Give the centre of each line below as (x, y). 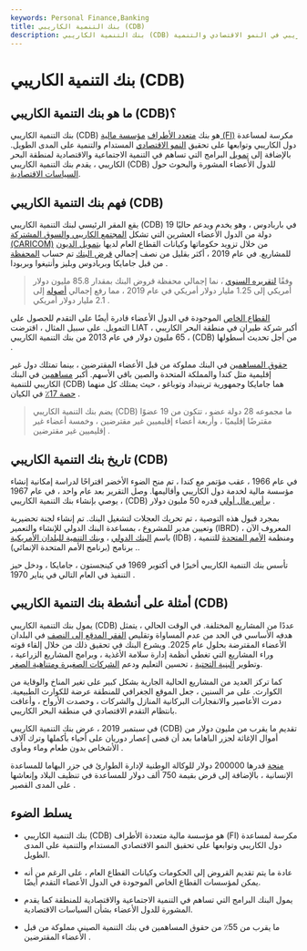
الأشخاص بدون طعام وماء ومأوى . (67, 747)
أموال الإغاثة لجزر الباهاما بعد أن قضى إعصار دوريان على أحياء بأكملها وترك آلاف (144, 738)
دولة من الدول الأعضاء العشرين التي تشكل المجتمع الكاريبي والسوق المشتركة (141, 234)
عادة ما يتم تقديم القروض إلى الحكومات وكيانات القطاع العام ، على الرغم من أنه (158, 872)
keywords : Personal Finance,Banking (80, 18)
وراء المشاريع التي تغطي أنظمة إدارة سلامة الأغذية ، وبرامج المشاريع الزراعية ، (142, 654)
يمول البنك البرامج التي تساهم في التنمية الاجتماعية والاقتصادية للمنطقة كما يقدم (158, 899)
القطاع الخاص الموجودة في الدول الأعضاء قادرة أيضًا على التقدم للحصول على (140, 318)
